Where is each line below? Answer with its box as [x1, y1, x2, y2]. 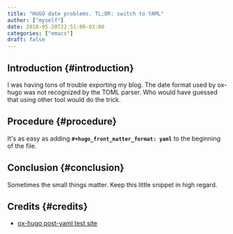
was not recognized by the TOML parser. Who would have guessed [23, 88, 218, 96]
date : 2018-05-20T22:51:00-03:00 [7, 23, 105, 30]
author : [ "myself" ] [7, 17, 64, 24]
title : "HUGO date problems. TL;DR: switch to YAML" [7, 10, 164, 17]
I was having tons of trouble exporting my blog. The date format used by [7, 80, 216, 89]
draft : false [7, 36, 45, 43]
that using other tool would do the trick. [7, 95, 121, 103]
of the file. [7, 141, 37, 150]
